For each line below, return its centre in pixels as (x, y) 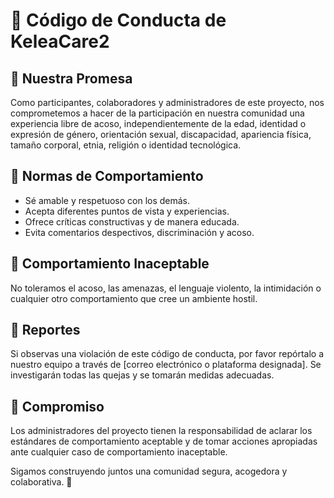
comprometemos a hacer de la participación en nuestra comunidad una (157, 113)
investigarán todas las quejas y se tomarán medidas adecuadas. (142, 375)
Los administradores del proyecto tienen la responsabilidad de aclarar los (161, 431)
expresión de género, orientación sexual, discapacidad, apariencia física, (161, 134)
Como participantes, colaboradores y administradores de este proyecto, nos (167, 102)
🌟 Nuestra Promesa (71, 78)
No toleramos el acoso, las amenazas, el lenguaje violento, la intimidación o (166, 288)
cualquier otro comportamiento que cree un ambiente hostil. (134, 298)
